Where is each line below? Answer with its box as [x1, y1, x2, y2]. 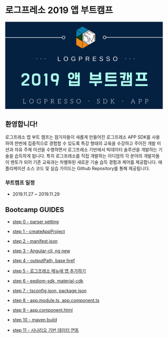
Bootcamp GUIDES [5, 206, 64, 214]
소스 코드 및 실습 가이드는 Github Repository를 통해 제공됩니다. [26, 165, 150, 172]
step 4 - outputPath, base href [12, 258, 75, 264]
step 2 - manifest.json [12, 238, 58, 244]
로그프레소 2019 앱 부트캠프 [5, 5, 113, 16]
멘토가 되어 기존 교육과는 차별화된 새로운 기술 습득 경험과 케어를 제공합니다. [10, 159, 157, 165]
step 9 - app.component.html [12, 307, 73, 313]
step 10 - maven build [12, 317, 57, 323]
